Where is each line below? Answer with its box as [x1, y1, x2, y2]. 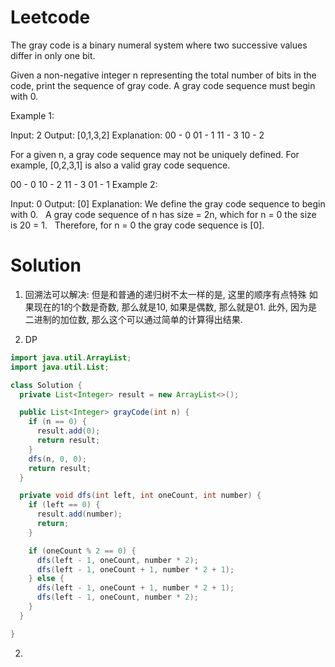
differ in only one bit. [10, 49, 96, 61]
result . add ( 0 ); [36, 426, 101, 436]
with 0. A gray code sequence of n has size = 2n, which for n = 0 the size [10, 208, 317, 220]
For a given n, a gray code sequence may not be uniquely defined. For [10, 148, 300, 160]
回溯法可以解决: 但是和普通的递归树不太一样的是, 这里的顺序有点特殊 [24, 288, 307, 300]
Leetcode [10, 6, 91, 29]
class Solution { [10, 380, 83, 390]
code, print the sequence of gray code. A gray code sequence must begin [10, 79, 316, 91]
